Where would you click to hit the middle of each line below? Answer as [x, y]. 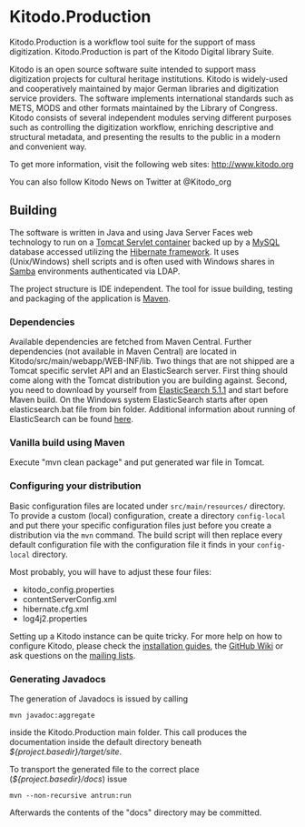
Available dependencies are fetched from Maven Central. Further [131, 342]
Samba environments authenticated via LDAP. [95, 271]
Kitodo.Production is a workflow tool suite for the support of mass [133, 42]
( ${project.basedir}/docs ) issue [69, 779]
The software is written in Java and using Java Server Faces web [131, 232]
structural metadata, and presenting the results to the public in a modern [145, 136]
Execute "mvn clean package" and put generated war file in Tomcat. [137, 462]
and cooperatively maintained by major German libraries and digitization [144, 88]
